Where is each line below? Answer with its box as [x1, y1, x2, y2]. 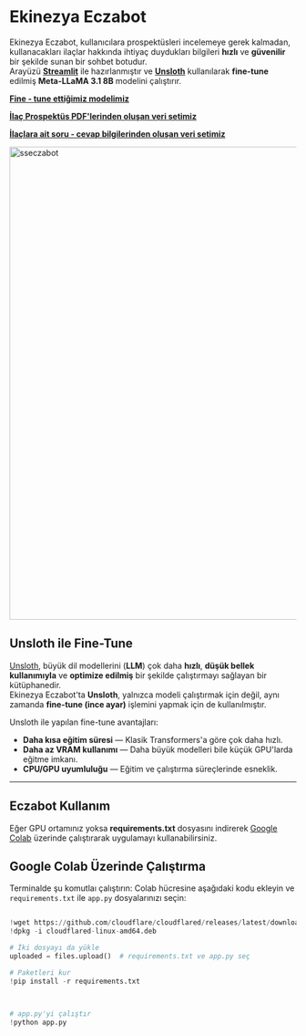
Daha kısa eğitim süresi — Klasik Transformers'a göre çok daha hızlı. [22, 734, 283, 745]
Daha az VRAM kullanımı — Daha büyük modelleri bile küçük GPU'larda [22, 744, 293, 755]
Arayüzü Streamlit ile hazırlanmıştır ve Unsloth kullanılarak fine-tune [9, 66, 269, 77]
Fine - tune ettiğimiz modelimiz [9, 93, 129, 104]
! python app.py [9, 1018, 67, 1027]
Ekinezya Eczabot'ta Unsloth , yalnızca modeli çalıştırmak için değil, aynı [9, 689, 280, 700]
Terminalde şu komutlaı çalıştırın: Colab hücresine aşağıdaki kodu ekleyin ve [9, 883, 295, 894]
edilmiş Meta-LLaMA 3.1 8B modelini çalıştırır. [9, 75, 182, 86]
